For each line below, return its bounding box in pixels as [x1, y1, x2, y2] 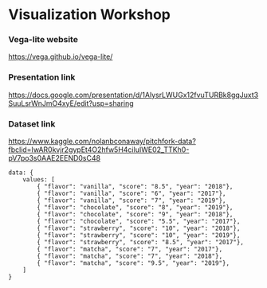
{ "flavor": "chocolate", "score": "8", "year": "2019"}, [37, 204, 234, 212]
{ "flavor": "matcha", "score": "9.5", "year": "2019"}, [37, 259, 230, 267]
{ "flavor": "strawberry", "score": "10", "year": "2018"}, [37, 224, 241, 232]
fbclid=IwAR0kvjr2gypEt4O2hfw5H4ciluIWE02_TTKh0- [8, 145, 190, 154]
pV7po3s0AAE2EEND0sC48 [8, 154, 101, 163]
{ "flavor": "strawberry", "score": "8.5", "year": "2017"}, [37, 239, 245, 247]
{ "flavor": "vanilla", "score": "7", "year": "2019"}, [37, 197, 226, 204]
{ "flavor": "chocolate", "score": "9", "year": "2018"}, [37, 211, 234, 219]
